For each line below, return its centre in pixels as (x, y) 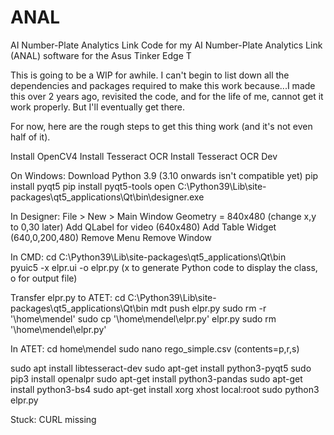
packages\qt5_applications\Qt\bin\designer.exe (107, 197)
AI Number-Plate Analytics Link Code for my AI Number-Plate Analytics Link (166, 45)
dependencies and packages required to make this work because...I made (163, 85)
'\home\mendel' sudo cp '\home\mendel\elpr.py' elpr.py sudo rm (143, 318)
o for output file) (44, 278)
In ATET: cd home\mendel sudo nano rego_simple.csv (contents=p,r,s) (155, 348)
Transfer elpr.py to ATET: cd (68, 297)
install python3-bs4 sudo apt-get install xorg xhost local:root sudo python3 (165, 389)
